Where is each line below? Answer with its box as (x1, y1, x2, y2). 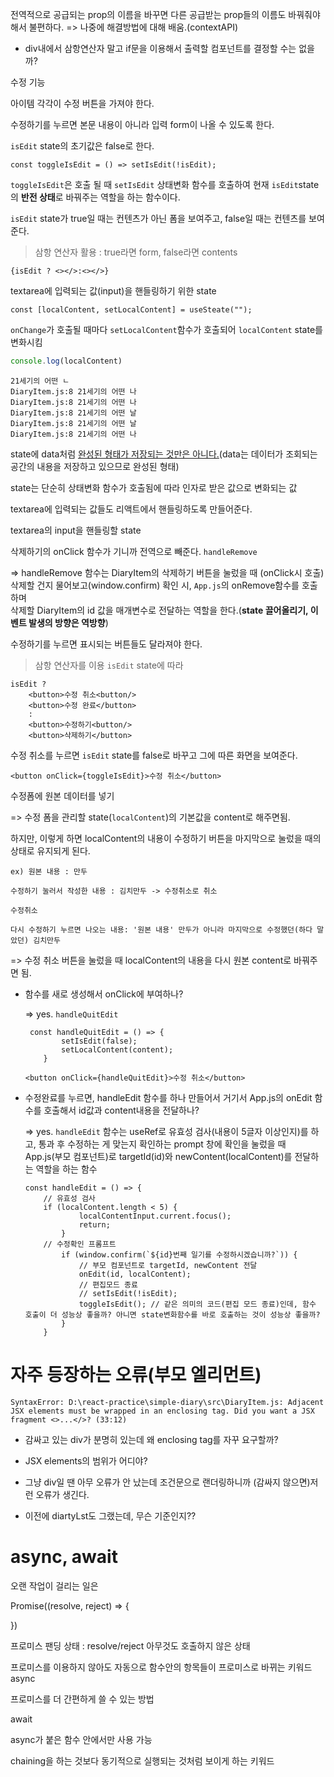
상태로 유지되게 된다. (10, 844, 91, 857)
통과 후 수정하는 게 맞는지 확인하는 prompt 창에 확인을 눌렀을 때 (38, 1138, 287, 1150)
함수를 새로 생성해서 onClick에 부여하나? (24, 988, 184, 1000)
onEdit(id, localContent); (78, 1269, 192, 1279)
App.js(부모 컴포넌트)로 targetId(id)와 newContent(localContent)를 (24, 1150, 293, 1162)
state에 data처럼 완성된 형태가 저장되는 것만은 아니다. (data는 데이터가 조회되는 (10, 448, 318, 460)
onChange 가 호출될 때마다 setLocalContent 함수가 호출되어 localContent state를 (10, 324, 323, 335)
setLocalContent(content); (61, 1044, 174, 1055)
